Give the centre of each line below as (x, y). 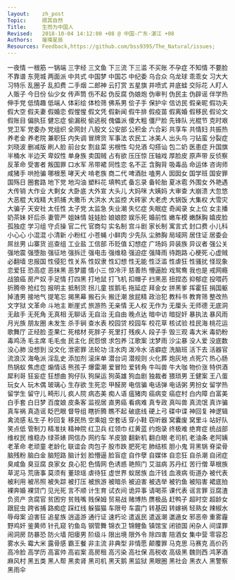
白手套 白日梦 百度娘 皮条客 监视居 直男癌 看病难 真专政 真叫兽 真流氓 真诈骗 (118, 402)
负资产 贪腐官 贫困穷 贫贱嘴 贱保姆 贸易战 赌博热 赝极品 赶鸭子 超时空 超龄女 (118, 499)
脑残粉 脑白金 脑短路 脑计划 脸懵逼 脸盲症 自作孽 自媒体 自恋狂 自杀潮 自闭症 (118, 455)
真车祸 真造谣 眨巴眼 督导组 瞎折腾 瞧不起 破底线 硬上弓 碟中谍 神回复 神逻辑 (118, 411)
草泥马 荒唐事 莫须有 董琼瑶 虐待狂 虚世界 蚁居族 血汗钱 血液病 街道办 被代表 (118, 473)
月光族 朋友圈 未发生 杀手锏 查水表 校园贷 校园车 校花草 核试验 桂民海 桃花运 (118, 323)
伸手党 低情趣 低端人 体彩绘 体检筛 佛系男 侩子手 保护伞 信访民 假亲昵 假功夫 (118, 103)
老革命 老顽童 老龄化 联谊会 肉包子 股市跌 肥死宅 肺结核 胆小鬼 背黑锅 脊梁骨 (118, 446)
